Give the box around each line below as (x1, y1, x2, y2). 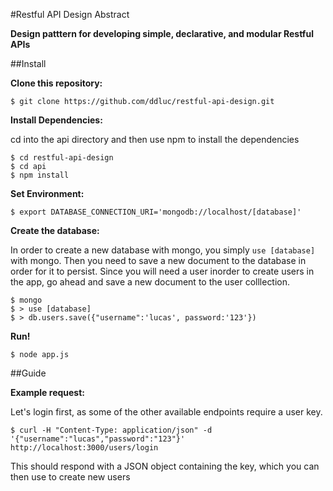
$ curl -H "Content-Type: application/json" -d (10, 425, 213, 435)
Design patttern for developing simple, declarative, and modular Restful (10, 28, 314, 39)
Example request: (10, 387, 85, 398)
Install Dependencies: (10, 114, 103, 126)
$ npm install (10, 170, 70, 180)
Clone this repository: (10, 77, 103, 89)
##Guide (10, 367, 47, 379)
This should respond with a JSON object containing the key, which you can (10, 460, 320, 472)
